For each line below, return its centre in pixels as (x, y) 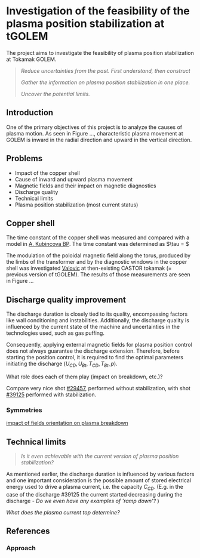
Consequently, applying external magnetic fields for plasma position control (99, 345)
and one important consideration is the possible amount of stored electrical (99, 480)
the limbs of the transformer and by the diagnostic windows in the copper (97, 262)
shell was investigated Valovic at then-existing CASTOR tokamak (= (89, 268)
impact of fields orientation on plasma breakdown (67, 423)
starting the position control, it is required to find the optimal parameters (95, 357)
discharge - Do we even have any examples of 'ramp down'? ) (83, 501)
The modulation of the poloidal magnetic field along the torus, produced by (99, 255)
